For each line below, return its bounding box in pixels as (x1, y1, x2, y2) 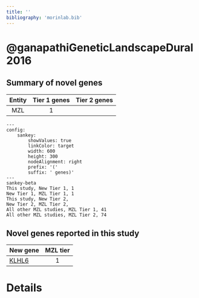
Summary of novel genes (6, 78, 103, 88)
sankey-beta (6, 180, 36, 186)
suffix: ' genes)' (28, 169, 74, 175)
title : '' (6, 8, 31, 15)
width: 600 (28, 148, 56, 154)
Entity (9, 95, 27, 104)
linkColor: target (28, 143, 74, 149)
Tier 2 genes (75, 95, 113, 104)
